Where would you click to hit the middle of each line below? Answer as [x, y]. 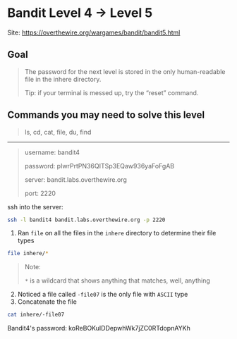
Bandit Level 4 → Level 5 [80, 13]
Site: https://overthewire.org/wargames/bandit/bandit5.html [94, 32]
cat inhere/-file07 [36, 315]
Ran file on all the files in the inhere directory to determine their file [117, 233]
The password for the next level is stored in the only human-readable [125, 71]
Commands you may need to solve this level [106, 115]
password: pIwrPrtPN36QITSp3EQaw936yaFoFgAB [99, 166]
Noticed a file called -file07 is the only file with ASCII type [103, 295]
